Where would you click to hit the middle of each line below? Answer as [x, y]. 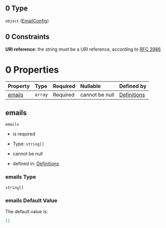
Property [19, 86]
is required [24, 134]
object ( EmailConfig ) [27, 20]
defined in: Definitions [36, 164]
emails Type [21, 177]
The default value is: [27, 211]
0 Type [17, 8]
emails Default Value [31, 200]
